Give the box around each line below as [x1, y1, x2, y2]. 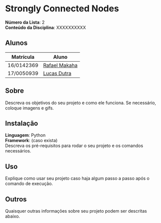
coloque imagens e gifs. [5, 105, 54, 111]
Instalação [5, 119, 39, 127]
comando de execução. [5, 181, 53, 186]
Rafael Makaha [43, 62, 78, 69]
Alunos [5, 39, 28, 47]
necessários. [5, 148, 31, 154]
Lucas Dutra [43, 70, 72, 76]
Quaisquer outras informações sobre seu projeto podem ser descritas [5, 208, 147, 214]
